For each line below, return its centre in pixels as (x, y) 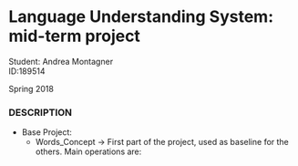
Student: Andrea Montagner (61, 61)
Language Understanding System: (141, 17)
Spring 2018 (31, 88)
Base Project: (46, 132)
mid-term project (74, 36)
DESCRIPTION (41, 112)
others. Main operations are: (88, 151)
